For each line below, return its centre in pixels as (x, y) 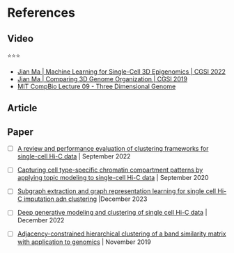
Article (22, 108)
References (41, 13)
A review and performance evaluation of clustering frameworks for (113, 149)
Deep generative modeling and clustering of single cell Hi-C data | (112, 213)
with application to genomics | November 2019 (84, 242)
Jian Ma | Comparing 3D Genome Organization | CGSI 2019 (102, 79)
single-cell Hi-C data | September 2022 (74, 156)
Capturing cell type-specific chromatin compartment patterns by (110, 170)
